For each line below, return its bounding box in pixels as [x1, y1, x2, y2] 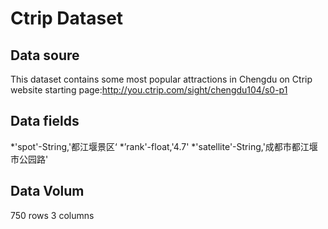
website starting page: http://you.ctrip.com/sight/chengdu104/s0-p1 [10, 84, 288, 96]
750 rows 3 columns [10, 209, 95, 221]
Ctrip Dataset [10, 7, 124, 30]
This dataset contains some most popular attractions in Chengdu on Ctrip [10, 73, 313, 85]
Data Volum [10, 183, 85, 200]
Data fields [10, 113, 80, 130]
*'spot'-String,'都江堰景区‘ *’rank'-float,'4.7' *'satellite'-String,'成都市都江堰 [10, 140, 318, 152]
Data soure [10, 47, 80, 64]
